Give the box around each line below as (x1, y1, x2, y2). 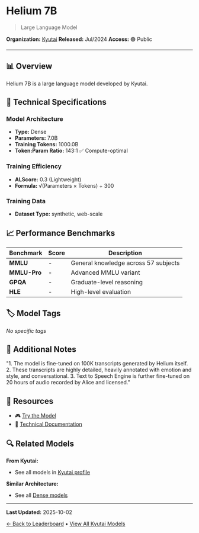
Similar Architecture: (6, 480, 59, 487)
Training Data (6, 197, 46, 205)
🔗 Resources (6, 396, 54, 406)
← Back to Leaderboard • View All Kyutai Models (6, 520, 126, 528)
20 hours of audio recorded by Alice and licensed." (6, 379, 130, 386)
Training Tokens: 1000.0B (14, 141, 79, 148)
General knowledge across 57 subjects (70, 259, 180, 267)
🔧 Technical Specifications (6, 97, 107, 107)
